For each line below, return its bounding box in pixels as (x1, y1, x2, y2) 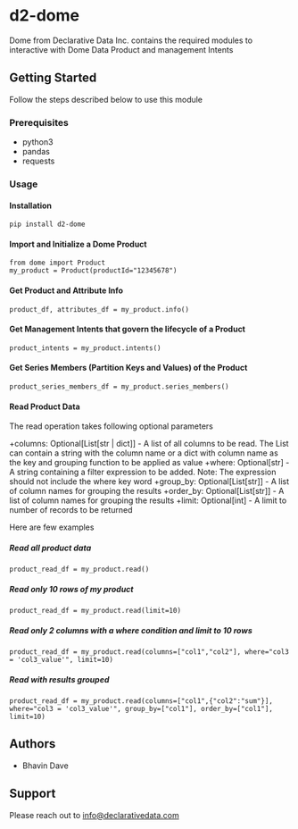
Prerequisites (9, 116, 69, 129)
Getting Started (9, 71, 97, 86)
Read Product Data (9, 401, 80, 412)
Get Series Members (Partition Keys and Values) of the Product (9, 363, 248, 373)
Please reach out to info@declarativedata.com (9, 809, 180, 820)
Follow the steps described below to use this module (9, 94, 203, 105)
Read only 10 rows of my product (9, 583, 134, 594)
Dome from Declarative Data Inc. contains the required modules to (9, 35, 252, 46)
